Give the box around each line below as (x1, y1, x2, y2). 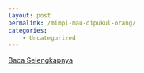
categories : (8, 26, 47, 34)
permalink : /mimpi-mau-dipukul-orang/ (8, 19, 136, 27)
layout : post (8, 11, 51, 20)
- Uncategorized (22, 33, 77, 42)
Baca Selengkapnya (8, 56, 74, 65)
